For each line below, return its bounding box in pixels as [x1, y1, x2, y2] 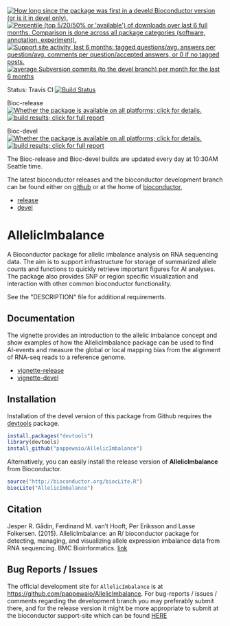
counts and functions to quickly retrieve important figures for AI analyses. [7, 265, 216, 273]
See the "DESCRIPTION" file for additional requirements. [7, 292, 167, 301]
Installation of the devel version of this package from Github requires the [7, 411, 212, 420]
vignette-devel [16, 374, 59, 382]
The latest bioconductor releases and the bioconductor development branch [7, 175, 223, 184]
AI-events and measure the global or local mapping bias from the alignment [7, 345, 221, 354]
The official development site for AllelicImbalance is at [7, 582, 163, 590]
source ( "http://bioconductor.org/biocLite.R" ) [7, 478, 143, 485]
